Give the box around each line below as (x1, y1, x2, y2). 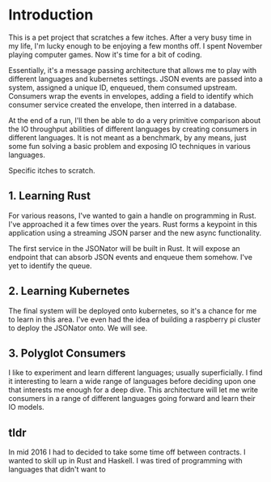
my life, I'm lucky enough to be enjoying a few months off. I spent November (8, 41, 263, 50)
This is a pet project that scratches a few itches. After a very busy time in (8, 32, 252, 42)
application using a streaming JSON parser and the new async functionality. (8, 228, 262, 237)
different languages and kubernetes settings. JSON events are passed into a (8, 74, 263, 83)
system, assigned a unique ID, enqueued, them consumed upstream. (8, 83, 238, 92)
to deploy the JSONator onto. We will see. (8, 322, 148, 333)
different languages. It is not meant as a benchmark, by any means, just (8, 132, 247, 143)
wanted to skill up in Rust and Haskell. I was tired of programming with (8, 456, 243, 466)
